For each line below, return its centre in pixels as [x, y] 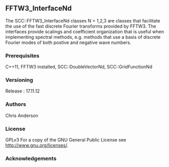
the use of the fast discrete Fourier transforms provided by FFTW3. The [81, 26]
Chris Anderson [22, 115]
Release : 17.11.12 [23, 91]
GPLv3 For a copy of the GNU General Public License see [66, 140]
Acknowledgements [31, 158]
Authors [16, 104]
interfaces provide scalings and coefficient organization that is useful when [85, 31]
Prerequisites [22, 56]
